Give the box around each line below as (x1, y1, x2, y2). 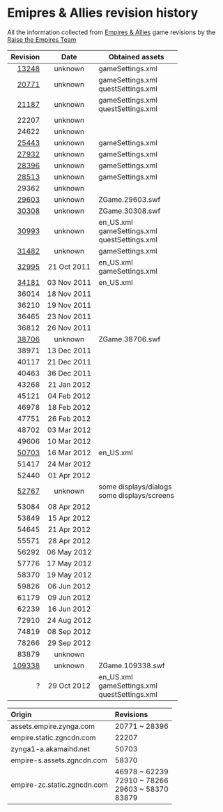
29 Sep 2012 (47, 637, 92, 647)
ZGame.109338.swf (98, 660, 165, 670)
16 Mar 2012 (47, 448, 92, 457)
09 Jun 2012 (47, 592, 91, 602)
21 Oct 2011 (47, 262, 91, 272)
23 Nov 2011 (47, 311, 92, 321)
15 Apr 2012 (47, 513, 91, 523)
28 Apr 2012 (47, 536, 91, 545)
